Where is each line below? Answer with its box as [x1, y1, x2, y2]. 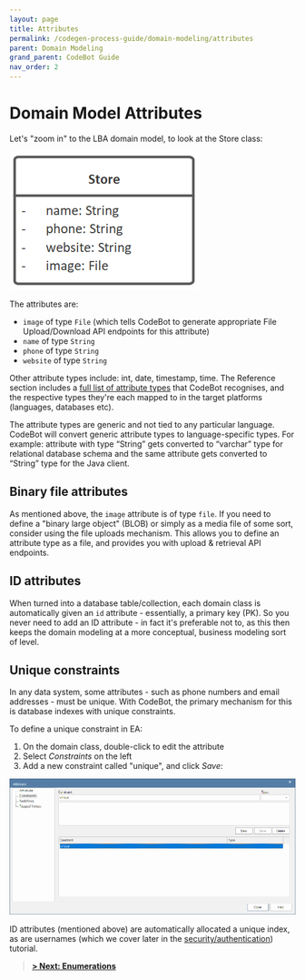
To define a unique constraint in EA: [9, 723, 143, 734]
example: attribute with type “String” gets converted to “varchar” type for [9, 438, 283, 450]
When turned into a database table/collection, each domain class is [9, 597, 261, 609]
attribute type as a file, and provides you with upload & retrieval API [9, 537, 261, 548]
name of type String [22, 335, 95, 346]
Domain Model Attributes [9, 103, 202, 124]
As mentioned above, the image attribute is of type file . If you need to [9, 508, 271, 519]
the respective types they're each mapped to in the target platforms [9, 391, 263, 402]
